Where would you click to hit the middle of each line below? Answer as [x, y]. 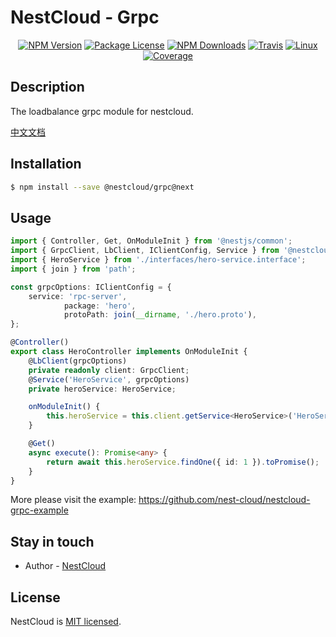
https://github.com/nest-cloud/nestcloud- [224, 500]
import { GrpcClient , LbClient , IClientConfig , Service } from [145, 251]
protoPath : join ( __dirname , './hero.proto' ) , [160, 315]
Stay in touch [52, 541]
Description [47, 87]
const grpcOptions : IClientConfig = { [91, 287]
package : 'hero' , [100, 306]
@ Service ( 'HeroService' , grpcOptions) [109, 379]
